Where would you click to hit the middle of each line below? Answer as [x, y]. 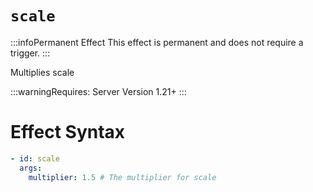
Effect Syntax [68, 132]
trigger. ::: [30, 53]
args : [31, 168]
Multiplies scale [42, 72]
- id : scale [35, 158]
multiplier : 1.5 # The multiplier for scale [122, 177]
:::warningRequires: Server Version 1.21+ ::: [98, 91]
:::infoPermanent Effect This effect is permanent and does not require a [157, 42]
